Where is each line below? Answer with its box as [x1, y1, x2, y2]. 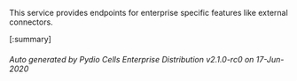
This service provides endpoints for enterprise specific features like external [9, 8, 288, 18]
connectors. [9, 17, 53, 27]
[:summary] [9, 34, 51, 44]
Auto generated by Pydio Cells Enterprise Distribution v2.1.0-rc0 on [9, 54, 254, 64]
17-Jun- [255, 54, 285, 64]
